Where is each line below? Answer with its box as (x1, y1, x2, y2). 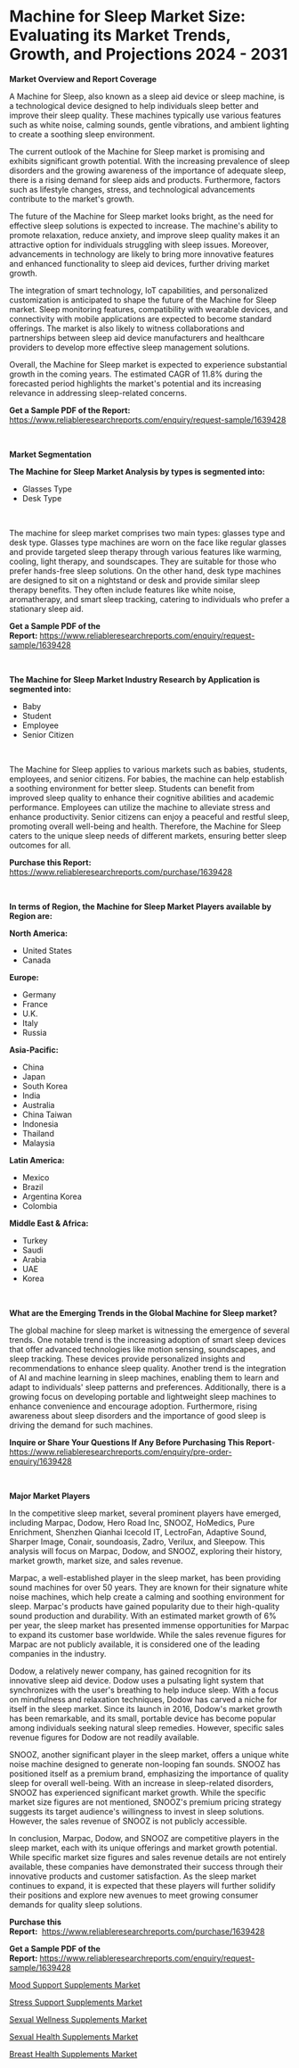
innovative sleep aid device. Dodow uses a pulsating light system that (9, 1675, 264, 1685)
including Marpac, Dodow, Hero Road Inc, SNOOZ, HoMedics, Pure (9, 1517, 255, 1527)
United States (21, 945, 73, 955)
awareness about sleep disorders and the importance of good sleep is (9, 1410, 267, 1420)
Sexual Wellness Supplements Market (9, 2014, 148, 2024)
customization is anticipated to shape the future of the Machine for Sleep (9, 294, 278, 305)
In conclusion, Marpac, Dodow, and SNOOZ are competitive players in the (9, 1832, 279, 1843)
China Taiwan (21, 1109, 73, 1120)
